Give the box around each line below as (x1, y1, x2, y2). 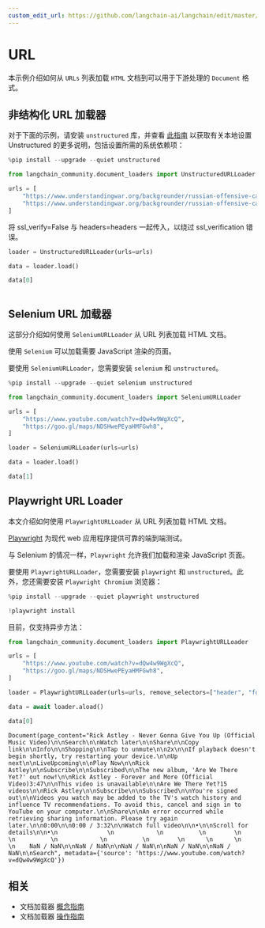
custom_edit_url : (8, 11, 65, 20)
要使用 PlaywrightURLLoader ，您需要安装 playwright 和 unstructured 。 (8, 566, 237, 576)
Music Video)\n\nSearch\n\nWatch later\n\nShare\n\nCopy (8, 738, 200, 746)
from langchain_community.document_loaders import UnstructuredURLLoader (8, 171, 256, 179)
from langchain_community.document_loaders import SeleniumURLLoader (8, 393, 242, 401)
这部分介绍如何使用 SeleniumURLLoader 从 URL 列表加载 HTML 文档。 (8, 330, 231, 339)
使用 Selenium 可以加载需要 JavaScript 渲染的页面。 (8, 347, 176, 356)
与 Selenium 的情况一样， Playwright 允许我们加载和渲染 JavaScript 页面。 (8, 550, 250, 559)
